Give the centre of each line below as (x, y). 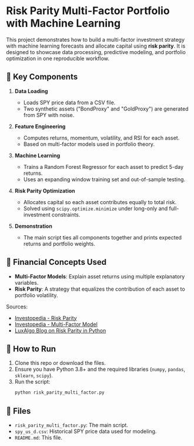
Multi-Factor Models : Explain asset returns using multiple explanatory (100, 276)
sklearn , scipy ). (34, 375)
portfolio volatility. (36, 295)
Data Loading (31, 91)
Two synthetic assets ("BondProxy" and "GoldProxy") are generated (106, 109)
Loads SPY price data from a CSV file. (69, 102)
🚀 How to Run (31, 349)
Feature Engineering (40, 126)
